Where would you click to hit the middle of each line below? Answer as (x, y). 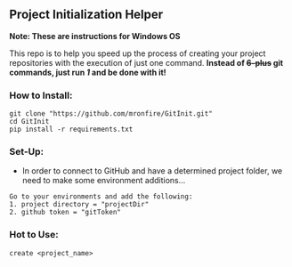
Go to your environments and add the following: (101, 197)
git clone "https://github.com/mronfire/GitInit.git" (111, 114)
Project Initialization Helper (86, 15)
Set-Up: (27, 152)
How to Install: (41, 95)
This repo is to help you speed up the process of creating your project (138, 53)
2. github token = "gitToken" (65, 213)
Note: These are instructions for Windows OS (95, 36)
